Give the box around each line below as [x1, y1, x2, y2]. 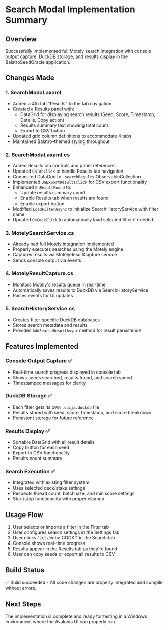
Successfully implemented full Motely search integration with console [5, 48, 152, 54]
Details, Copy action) [20, 117, 65, 123]
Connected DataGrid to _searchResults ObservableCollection [12, 173, 141, 179]
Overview [5, 35, 37, 43]
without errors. [5, 585, 37, 591]
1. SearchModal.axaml [5, 89, 61, 96]
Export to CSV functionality [12, 450, 70, 456]
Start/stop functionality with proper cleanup [12, 496, 105, 502]
